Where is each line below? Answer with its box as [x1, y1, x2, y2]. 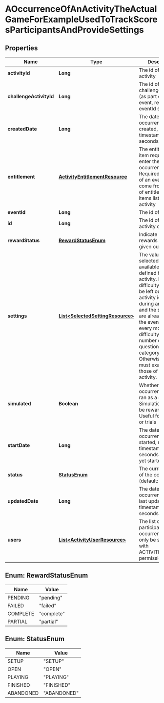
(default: [139, 477, 159, 484]
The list [139, 518, 156, 524]
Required [139, 170, 160, 177]
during [139, 300, 154, 307]
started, [139, 439, 157, 445]
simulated [7, 400, 31, 407]
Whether [139, 382, 159, 389]
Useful [139, 413, 154, 419]
